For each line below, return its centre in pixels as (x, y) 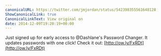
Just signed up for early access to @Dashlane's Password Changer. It (76, 38)
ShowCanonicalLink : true (31, 14)
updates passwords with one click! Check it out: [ (55, 43)
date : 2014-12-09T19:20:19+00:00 (40, 24)
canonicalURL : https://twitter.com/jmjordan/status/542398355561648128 (80, 10)
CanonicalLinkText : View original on (44, 19)
